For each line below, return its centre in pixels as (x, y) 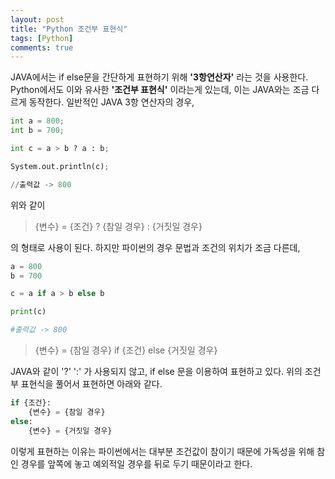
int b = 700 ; (37, 131)
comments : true (42, 47)
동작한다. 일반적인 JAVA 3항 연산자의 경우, (111, 102)
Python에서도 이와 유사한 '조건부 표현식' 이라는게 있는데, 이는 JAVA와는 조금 (160, 90)
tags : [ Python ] (42, 38)
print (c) (28, 312)
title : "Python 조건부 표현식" (69, 29)
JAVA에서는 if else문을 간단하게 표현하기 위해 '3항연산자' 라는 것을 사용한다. (159, 77)
